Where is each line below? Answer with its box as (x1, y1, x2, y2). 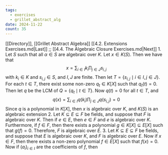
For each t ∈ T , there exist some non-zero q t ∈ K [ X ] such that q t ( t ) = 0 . (5, 80, 158, 88)
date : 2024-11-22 (5, 21, 43, 27)
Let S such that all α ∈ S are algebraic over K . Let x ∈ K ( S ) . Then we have (5, 52, 163, 58)
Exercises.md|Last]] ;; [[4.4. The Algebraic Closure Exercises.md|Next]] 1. (5, 46, 162, 52)
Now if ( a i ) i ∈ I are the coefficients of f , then (5, 144, 98, 151)
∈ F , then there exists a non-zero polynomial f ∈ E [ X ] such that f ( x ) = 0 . (5, 139, 159, 145)
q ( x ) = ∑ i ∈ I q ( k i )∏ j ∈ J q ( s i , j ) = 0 (52, 97, 120, 104)
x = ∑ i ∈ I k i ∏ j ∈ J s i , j (66, 65, 107, 72)
